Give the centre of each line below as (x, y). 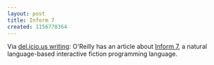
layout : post (26, 14)
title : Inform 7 (31, 20)
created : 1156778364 (38, 27)
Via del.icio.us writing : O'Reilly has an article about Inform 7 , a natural (107, 47)
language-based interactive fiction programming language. (92, 54)
